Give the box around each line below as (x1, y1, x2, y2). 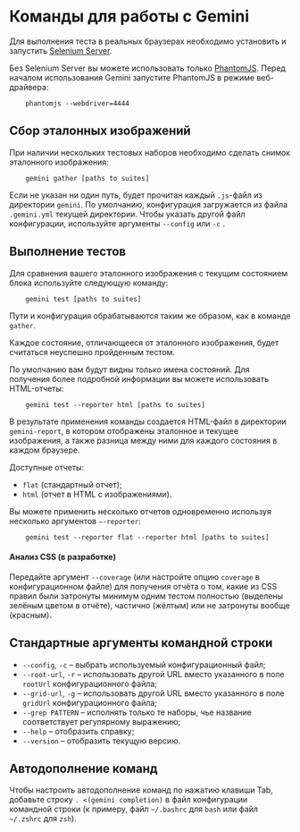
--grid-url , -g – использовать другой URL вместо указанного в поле (21, 687, 285, 699)
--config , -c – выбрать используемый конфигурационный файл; (21, 659, 266, 670)
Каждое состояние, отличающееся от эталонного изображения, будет (9, 337, 279, 348)
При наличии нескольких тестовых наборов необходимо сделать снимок (9, 147, 291, 157)
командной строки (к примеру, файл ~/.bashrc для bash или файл (9, 803, 259, 815)
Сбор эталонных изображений (9, 123, 191, 139)
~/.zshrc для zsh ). (9, 813, 78, 824)
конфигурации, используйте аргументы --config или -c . (9, 217, 226, 229)
